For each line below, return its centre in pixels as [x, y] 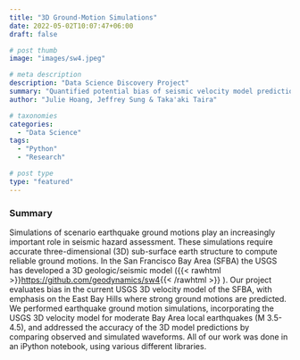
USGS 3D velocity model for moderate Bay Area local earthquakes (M [137, 317]
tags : [19, 141]
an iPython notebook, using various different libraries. [108, 346]
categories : [31, 124]
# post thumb [33, 50]
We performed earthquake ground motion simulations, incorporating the [142, 308]
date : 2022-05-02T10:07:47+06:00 [71, 26]
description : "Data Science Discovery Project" [100, 83]
